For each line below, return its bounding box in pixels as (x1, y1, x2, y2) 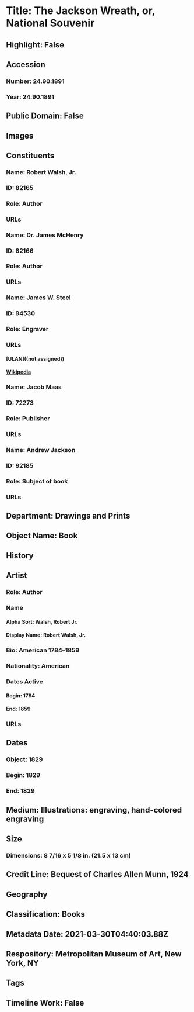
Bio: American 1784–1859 (6, 646, 80, 654)
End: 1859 (6, 706, 31, 713)
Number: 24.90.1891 (6, 77, 65, 85)
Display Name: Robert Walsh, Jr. (6, 631, 86, 638)
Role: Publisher (6, 415, 50, 422)
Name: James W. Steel (6, 293, 71, 302)
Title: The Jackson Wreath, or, (6, 4, 156, 18)
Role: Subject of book (6, 477, 68, 485)
